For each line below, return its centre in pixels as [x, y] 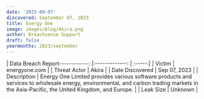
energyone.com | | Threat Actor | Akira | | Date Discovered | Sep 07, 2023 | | [102, 70]
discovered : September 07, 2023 [47, 18]
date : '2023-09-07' [31, 12]
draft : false [23, 40]
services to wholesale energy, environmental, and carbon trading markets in [102, 82]
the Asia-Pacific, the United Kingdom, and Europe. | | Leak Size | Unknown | [102, 89]
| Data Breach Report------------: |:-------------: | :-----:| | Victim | [90, 63]
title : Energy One [30, 23]
